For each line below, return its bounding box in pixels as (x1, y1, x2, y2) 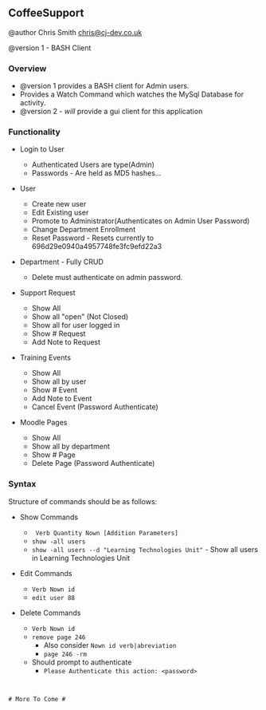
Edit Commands (19, 568, 72, 578)
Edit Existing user (31, 207, 89, 218)
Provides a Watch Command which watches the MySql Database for (19, 89, 244, 99)
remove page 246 (31, 633, 86, 641)
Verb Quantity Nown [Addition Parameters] (35, 529, 179, 537)
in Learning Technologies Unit (31, 553, 131, 562)
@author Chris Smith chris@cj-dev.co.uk (8, 27, 143, 37)
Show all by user (31, 377, 87, 386)
